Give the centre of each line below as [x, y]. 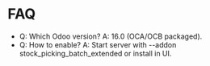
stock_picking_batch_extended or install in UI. [95, 53]
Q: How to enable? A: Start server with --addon [98, 44]
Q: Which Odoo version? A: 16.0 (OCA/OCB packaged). [111, 36]
